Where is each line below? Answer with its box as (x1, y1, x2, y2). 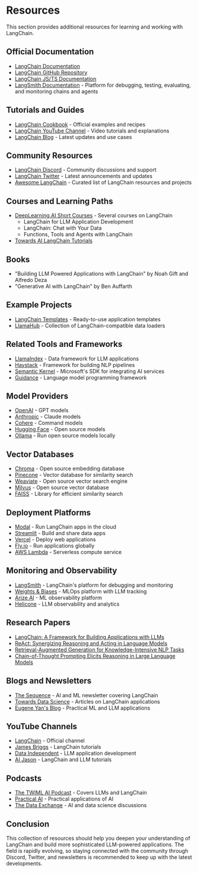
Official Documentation (6, 47, 94, 57)
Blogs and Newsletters (6, 676, 92, 686)
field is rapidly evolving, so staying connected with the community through (6, 847, 189, 854)
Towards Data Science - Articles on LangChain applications (14, 698, 160, 705)
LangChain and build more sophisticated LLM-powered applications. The (6, 841, 184, 848)
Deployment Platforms (6, 507, 91, 517)
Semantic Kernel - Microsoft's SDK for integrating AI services (14, 368, 165, 375)
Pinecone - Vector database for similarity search (14, 472, 133, 479)
